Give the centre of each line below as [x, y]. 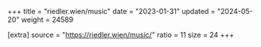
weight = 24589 [47, 20]
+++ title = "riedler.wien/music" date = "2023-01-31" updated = [111, 11]
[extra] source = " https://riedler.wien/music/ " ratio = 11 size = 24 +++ [121, 35]
